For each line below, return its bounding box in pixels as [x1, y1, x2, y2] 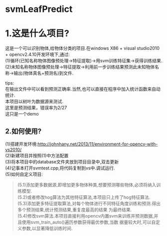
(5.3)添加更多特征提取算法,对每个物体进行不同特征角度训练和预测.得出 [17, 200, 161, 206]
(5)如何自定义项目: [5, 171, 43, 177]
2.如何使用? [5, 127, 41, 135]
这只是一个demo [5, 111, 39, 117]
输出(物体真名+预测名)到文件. [13, 70, 74, 76]
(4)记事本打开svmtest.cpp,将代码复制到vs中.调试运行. [5, 165, 115, 171]
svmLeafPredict [5, 3, 73, 15]
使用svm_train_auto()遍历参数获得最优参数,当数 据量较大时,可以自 [21, 219, 156, 225]
